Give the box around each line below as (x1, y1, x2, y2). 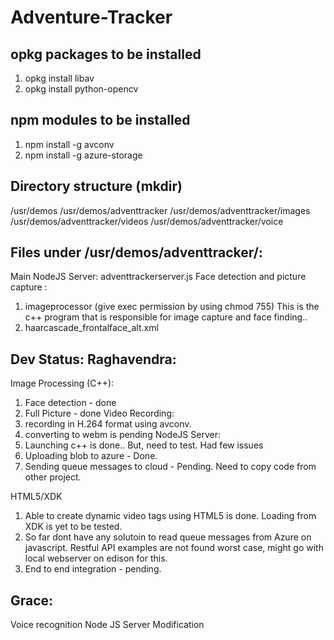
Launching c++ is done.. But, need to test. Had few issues (24, 439, 264, 451)
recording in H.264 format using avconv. (24, 418, 192, 430)
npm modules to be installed (10, 112, 191, 129)
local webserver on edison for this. (24, 552, 168, 565)
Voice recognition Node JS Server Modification (10, 619, 205, 631)
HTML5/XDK (10, 491, 63, 503)
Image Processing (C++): (10, 377, 115, 390)
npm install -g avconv (24, 138, 115, 150)
